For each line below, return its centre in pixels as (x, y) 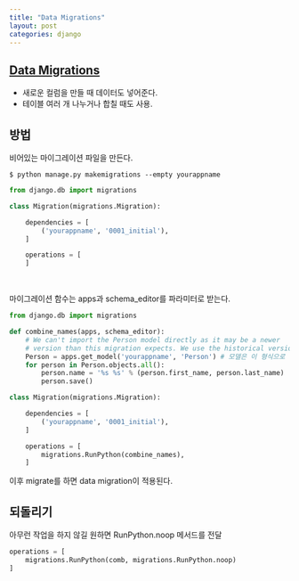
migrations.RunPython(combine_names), (113, 454)
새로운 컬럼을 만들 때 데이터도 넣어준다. (90, 93)
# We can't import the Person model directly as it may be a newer (153, 340)
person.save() (67, 381)
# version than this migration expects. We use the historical (145, 348)
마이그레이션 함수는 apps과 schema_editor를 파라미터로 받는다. (120, 299)
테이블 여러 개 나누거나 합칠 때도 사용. (87, 104)
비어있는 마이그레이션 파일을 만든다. (71, 158)
